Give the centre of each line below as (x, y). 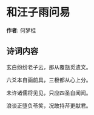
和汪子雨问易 (39, 12)
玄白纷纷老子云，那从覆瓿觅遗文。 (49, 67)
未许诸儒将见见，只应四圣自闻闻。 (49, 93)
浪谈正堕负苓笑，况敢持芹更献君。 (49, 105)
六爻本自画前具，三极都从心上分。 (49, 80)
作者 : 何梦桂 (21, 30)
